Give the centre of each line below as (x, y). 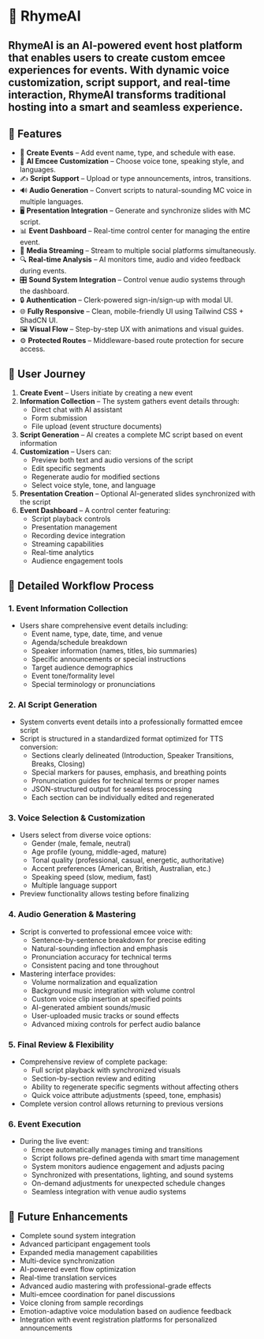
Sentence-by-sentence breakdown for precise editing (119, 940)
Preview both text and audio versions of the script (112, 460)
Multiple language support (74, 885)
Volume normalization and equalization (94, 982)
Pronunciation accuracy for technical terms (101, 956)
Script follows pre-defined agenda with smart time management (135, 1158)
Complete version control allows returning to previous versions (121, 1104)
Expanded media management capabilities (89, 1253)
